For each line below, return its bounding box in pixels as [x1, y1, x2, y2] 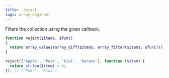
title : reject [5, 7, 37, 13]
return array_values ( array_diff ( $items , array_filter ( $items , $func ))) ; [10, 45, 165, 50]
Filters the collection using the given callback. [5, 26, 101, 32]
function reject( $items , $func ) [5, 36, 73, 41]
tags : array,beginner [5, 12, 51, 17]
